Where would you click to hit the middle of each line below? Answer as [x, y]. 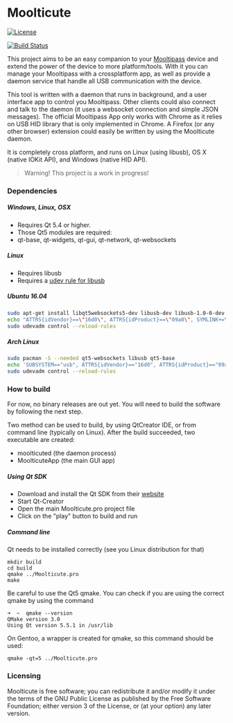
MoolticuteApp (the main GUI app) [66, 461]
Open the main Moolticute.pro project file [76, 509]
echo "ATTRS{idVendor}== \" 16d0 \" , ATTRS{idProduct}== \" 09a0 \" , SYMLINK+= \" [119, 320]
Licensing [24, 676]
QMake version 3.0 [34, 620]
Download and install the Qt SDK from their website [90, 494]
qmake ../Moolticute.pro [43, 575]
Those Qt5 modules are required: [64, 232]
